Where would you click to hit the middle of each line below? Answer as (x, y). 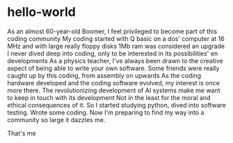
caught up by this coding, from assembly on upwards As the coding (104, 75)
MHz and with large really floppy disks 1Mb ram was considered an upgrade (116, 46)
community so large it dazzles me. (56, 119)
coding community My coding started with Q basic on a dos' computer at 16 (116, 38)
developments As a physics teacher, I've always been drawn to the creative (115, 60)
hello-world (42, 12)
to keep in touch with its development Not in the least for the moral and (109, 97)
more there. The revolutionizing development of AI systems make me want (114, 90)
